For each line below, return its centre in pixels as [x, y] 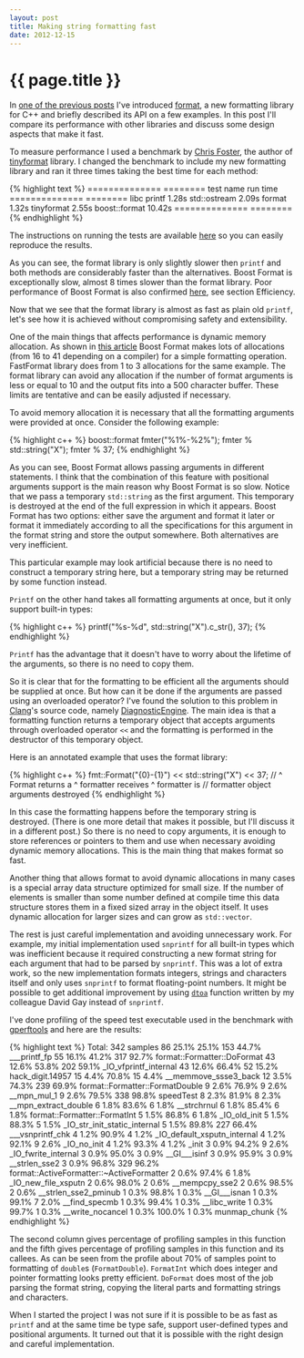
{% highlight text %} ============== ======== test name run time [144, 189]
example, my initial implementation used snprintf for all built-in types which [152, 944]
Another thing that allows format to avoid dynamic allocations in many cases [152, 878]
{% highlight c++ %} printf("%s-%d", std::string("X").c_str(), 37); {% [138, 627]
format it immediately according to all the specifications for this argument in [151, 526]
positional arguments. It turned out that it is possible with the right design [147, 1334]
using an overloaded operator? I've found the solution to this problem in [143, 701]
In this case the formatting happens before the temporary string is [133, 812]
